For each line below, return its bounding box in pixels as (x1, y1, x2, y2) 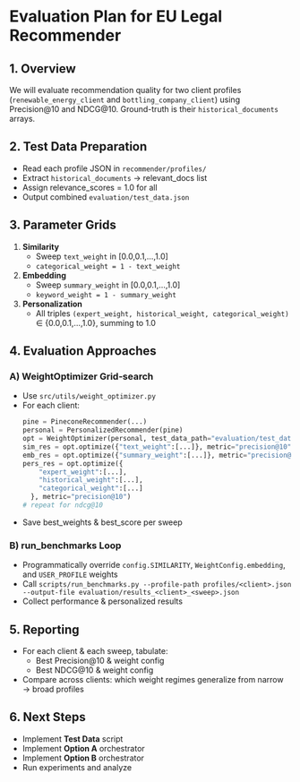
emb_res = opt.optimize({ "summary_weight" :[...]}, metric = (21, 451, 248, 460)
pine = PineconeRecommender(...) (21, 417, 148, 426)
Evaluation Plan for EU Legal (9, 6, 223, 27)
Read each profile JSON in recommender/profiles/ (21, 163, 207, 174)
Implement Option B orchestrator (21, 752, 145, 763)
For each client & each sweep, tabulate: (21, 646, 168, 657)
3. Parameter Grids (9, 218, 116, 233)
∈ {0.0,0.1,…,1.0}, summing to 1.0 (35, 317, 157, 328)
